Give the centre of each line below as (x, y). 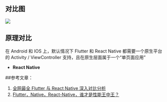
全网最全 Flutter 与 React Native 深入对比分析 (59, 88)
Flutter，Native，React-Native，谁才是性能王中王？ (66, 94)
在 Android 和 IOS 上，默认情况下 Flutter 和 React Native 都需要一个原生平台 (84, 51)
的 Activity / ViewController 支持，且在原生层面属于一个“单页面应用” (75, 57)
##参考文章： (19, 77)
